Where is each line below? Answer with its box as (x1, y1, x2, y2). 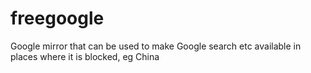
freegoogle (10, 7, 105, 30)
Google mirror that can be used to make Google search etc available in (10, 40, 302, 52)
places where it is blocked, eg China (10, 50, 160, 62)
